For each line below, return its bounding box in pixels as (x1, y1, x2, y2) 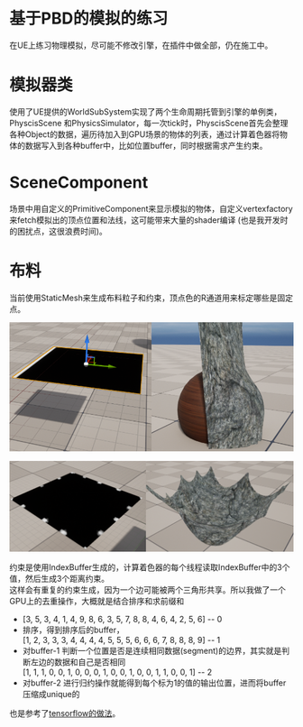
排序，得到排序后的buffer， (22, 624, 124, 635)
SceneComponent (9, 172, 149, 193)
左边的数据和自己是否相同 (30, 656, 126, 667)
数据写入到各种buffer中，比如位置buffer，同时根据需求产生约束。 (24, 140, 268, 151)
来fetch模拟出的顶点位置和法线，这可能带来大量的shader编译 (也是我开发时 (9, 214, 289, 225)
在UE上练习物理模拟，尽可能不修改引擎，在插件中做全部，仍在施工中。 (9, 40, 273, 51)
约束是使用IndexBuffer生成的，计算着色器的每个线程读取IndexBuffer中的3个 (9, 561, 290, 573)
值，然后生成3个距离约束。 (9, 573, 110, 584)
